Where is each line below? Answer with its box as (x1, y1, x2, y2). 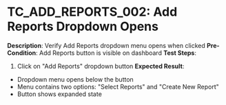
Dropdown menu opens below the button (17, 75, 134, 83)
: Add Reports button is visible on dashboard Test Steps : (35, 49, 197, 57)
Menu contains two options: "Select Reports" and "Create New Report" (17, 82, 219, 91)
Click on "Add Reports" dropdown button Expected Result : (17, 62, 185, 70)
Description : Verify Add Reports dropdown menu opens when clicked (7, 41, 205, 49)
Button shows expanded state (17, 90, 102, 98)
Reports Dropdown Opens (7, 19, 158, 34)
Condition (7, 49, 37, 57)
